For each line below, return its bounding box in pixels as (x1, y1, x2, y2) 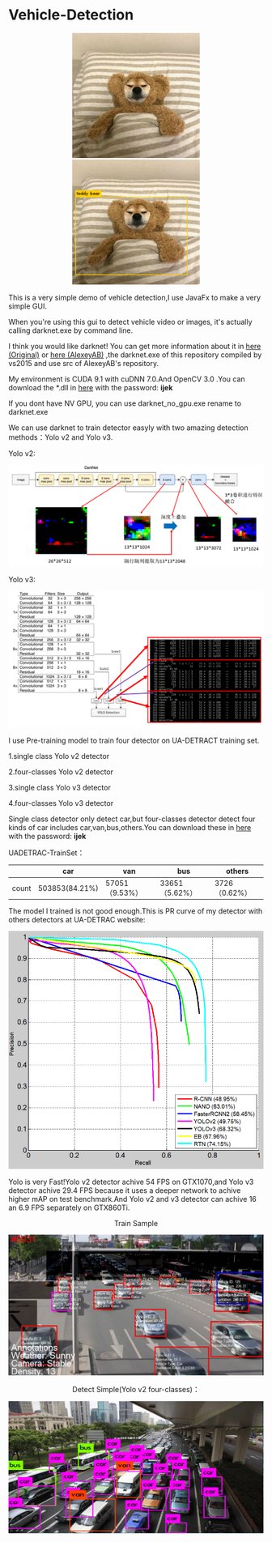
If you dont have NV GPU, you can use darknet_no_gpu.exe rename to (8, 398, 241, 408)
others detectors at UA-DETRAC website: (8, 915, 146, 925)
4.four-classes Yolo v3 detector (8, 798, 114, 807)
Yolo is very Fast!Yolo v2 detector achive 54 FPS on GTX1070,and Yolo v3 (8, 1177, 254, 1187)
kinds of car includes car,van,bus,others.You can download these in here (8, 822, 252, 832)
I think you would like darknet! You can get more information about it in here (8, 342, 261, 351)
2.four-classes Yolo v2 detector (8, 767, 114, 777)
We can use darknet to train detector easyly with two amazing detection (8, 423, 249, 432)
